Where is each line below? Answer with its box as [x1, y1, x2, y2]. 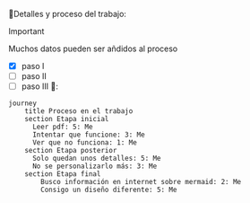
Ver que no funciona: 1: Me [31, 138, 138, 147]
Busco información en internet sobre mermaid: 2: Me [40, 178, 242, 187]
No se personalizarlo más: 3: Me [31, 162, 158, 171]
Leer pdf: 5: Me [31, 122, 93, 132]
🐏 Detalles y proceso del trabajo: [8, 9, 127, 19]
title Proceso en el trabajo [24, 107, 134, 116]
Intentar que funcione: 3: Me [31, 130, 145, 139]
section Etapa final [24, 170, 101, 179]
